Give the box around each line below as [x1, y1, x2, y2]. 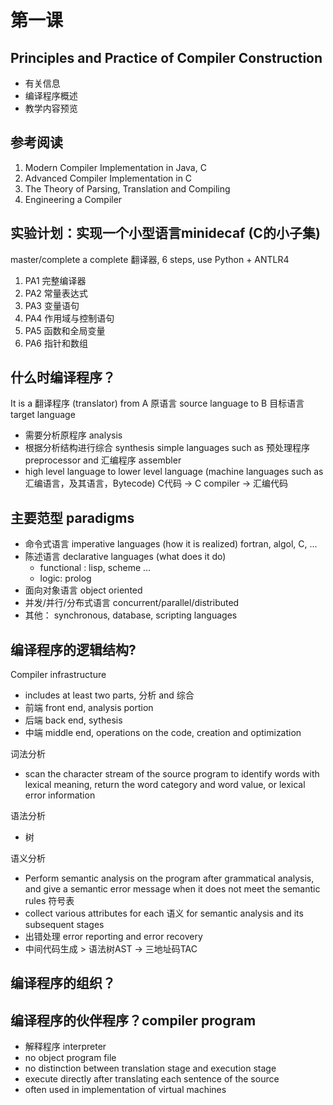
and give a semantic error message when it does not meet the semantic [24, 883, 321, 895]
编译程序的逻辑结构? [10, 641, 137, 658]
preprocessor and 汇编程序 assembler [24, 454, 182, 466]
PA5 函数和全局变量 [24, 324, 106, 336]
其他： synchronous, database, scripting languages [24, 609, 238, 621]
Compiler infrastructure [10, 669, 107, 681]
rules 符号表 [24, 895, 75, 907]
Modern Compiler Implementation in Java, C [24, 161, 207, 173]
